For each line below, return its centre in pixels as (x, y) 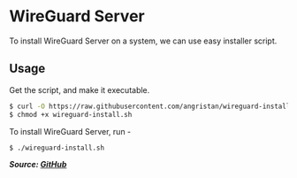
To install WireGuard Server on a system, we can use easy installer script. (143, 41)
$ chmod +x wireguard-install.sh (71, 114)
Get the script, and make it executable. (80, 89)
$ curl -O (27, 106)
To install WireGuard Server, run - (70, 131)
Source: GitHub (38, 165)
